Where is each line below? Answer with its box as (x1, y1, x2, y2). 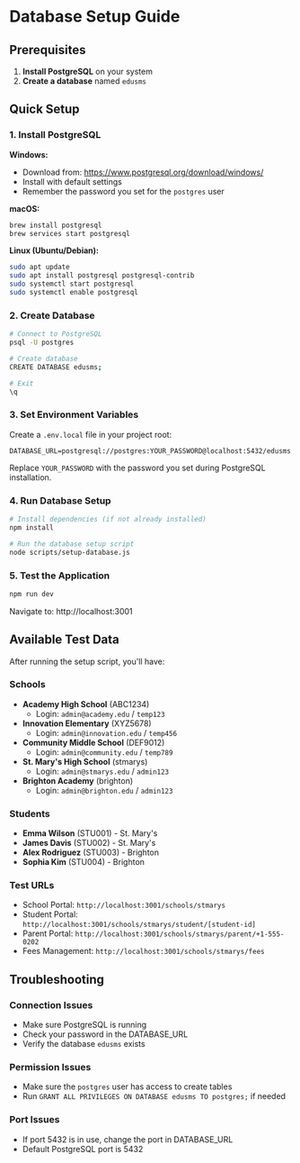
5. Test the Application (9, 569, 110, 582)
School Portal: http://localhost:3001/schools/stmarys (22, 899, 226, 911)
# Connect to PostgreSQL (9, 330, 102, 339)
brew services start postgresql (9, 229, 130, 238)
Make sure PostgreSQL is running (22, 1020, 147, 1031)
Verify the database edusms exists (22, 1039, 146, 1049)
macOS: (9, 203, 40, 214)
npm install (9, 522, 54, 532)
